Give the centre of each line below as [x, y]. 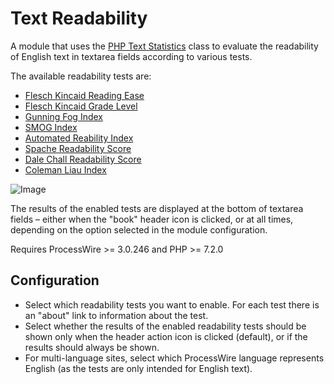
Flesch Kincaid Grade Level [81, 106]
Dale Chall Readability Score [83, 159]
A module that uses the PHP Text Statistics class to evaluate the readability [164, 46]
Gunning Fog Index [63, 116]
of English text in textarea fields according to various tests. [131, 56]
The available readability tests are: [81, 76]
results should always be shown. [92, 347]
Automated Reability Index [79, 138]
